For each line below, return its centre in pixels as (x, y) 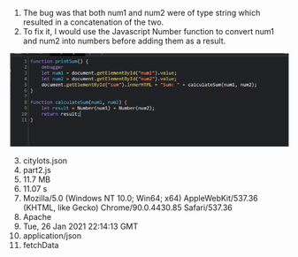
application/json (52, 236)
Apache (37, 217)
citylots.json (45, 161)
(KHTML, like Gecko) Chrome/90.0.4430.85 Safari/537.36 (128, 208)
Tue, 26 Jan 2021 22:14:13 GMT (80, 226)
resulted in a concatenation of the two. (93, 22)
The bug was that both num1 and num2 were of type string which (141, 13)
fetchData (41, 245)
